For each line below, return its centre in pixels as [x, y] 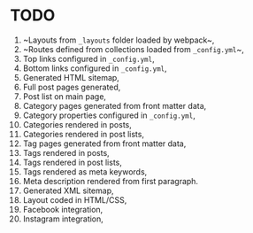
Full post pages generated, [72, 87]
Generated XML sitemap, [68, 190]
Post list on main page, [65, 96]
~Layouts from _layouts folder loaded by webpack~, [119, 40]
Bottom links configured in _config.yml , [95, 68]
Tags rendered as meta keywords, [85, 171]
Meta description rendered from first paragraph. [110, 181]
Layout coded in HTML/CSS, [75, 199]
